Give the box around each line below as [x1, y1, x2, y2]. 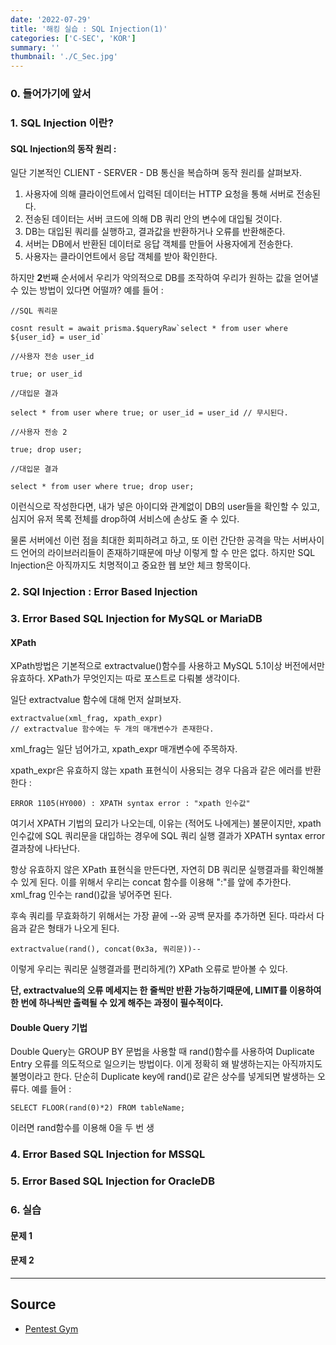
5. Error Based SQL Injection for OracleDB [10, 1174, 215, 1188]
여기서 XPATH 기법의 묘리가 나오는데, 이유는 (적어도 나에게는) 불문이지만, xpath [10, 817, 322, 830]
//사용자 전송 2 [10, 427, 68, 438]
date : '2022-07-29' [10, 14, 92, 25]
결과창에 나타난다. [10, 842, 81, 855]
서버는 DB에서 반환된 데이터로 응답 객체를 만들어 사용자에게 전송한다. [24, 238, 294, 250]
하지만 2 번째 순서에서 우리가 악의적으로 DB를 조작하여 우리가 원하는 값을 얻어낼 [10, 272, 319, 284]
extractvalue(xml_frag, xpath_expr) [10, 714, 163, 724]
